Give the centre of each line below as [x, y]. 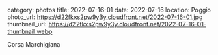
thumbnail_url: [27, 24]
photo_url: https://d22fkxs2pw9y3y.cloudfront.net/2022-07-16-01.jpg [105, 17]
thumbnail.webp [30, 31]
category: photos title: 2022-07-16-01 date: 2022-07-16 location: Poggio [109, 10]
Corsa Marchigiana [34, 44]
